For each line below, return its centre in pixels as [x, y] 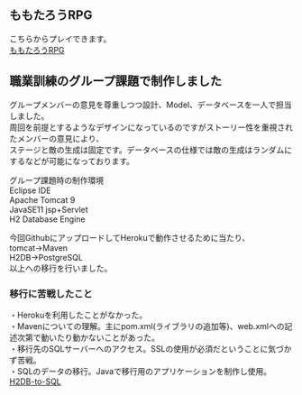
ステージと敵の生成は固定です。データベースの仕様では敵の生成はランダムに [151, 150]
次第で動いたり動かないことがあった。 [88, 337]
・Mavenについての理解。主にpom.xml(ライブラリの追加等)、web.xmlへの [147, 326]
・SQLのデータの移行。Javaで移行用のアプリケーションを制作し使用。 [141, 371]
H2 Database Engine [47, 219]
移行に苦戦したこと [51, 293]
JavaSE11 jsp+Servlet [49, 209]
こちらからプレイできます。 [60, 39]
